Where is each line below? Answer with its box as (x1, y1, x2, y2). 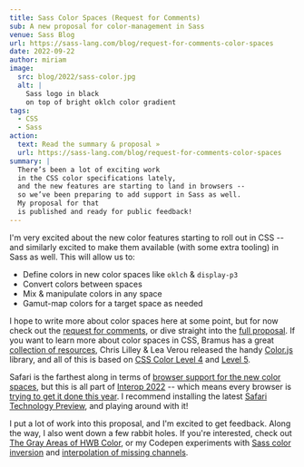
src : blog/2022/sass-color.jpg (17, 73, 136, 82)
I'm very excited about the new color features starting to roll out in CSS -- (9, 232, 284, 243)
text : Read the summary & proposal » (17, 140, 161, 149)
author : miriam (9, 55, 67, 64)
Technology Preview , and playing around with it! (9, 400, 189, 411)
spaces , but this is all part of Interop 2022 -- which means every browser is (9, 381, 292, 392)
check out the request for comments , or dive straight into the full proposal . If (9, 325, 296, 336)
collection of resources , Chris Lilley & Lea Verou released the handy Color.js (9, 344, 293, 355)
